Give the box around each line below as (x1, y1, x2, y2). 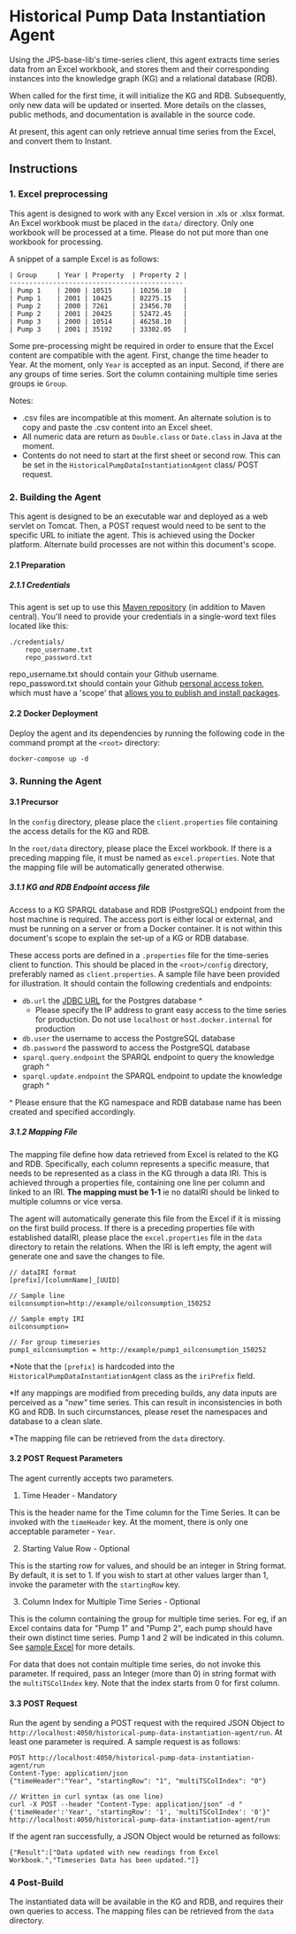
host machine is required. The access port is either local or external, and (9, 914, 274, 924)
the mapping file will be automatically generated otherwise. (9, 862, 225, 872)
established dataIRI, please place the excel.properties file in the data (9, 1232, 262, 1242)
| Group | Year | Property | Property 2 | (9, 270, 188, 280)
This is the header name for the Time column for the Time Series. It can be (9, 1507, 281, 1518)
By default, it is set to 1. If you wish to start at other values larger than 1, (9, 1569, 269, 1580)
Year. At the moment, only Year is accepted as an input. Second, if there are (9, 359, 285, 369)
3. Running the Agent (9, 775, 102, 787)
